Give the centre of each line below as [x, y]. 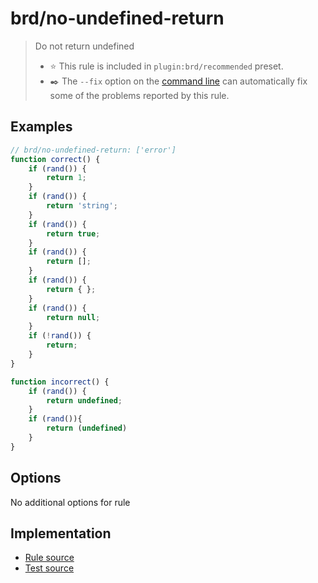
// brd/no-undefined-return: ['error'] [93, 150]
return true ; [73, 233]
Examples [41, 127]
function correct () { [55, 159]
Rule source [49, 558]
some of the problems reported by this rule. [139, 95]
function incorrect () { [60, 382]
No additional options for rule [70, 502]
